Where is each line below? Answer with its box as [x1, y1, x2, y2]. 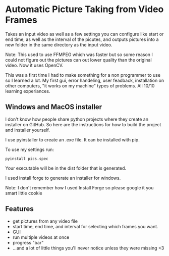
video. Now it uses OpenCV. [5, 62, 64, 68]
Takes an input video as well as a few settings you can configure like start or [5, 31, 164, 37]
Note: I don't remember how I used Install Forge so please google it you [5, 184, 154, 190]
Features [5, 204, 34, 213]
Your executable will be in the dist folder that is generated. [5, 165, 127, 171]
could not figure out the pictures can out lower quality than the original [5, 57, 152, 63]
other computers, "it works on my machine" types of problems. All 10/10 [5, 82, 155, 89]
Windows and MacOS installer [5, 103, 102, 112]
